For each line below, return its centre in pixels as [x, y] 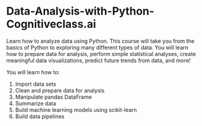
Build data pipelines [40, 116]
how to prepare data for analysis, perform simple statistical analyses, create [101, 54]
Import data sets [35, 84]
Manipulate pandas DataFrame [53, 97]
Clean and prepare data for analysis [60, 90]
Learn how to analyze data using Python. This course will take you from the [100, 41]
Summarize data [35, 103]
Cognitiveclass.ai [51, 24]
